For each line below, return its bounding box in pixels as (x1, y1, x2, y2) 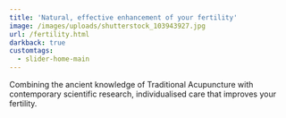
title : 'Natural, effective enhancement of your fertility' (9, 13, 239, 22)
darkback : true (9, 38, 66, 47)
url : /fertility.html (9, 29, 90, 38)
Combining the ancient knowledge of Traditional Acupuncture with (9, 80, 254, 89)
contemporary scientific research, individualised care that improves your (9, 88, 277, 99)
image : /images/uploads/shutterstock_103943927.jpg (9, 21, 206, 30)
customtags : (9, 46, 54, 55)
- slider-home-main (17, 55, 90, 63)
